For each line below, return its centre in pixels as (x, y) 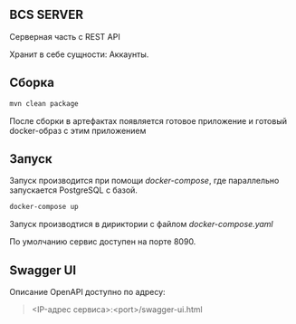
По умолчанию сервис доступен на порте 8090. (103, 242)
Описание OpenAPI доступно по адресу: (87, 292)
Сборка (32, 83)
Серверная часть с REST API (65, 36)
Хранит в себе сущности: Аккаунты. (79, 54)
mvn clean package (44, 103)
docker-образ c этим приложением (78, 130)
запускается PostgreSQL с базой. (74, 190)
